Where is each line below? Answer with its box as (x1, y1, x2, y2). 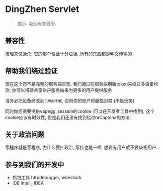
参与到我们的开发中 (5, 160, 64, 169)
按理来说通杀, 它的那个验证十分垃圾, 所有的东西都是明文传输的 (5, 51, 132, 57)
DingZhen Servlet (5, 3, 80, 15)
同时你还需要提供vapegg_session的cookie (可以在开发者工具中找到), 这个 (5, 108, 155, 114)
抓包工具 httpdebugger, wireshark (12, 175, 82, 181)
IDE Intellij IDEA (12, 180, 44, 186)
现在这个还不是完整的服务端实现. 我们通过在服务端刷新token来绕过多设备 (5, 81, 154, 87)
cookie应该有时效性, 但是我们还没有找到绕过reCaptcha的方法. (5, 114, 131, 120)
